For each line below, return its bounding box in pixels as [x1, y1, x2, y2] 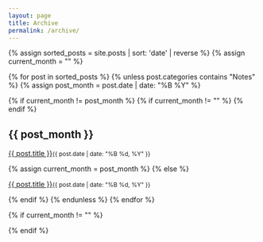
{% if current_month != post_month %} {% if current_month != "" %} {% [8, 96, 244, 106]
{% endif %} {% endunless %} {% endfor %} [8, 195, 155, 205]
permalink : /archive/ [8, 26, 80, 34]
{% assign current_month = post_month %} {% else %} [8, 164, 189, 174]
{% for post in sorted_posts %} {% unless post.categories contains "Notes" [8, 72, 256, 82]
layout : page [8, 11, 52, 20]
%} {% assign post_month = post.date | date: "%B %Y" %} [8, 80, 201, 90]
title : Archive [8, 19, 59, 27]
